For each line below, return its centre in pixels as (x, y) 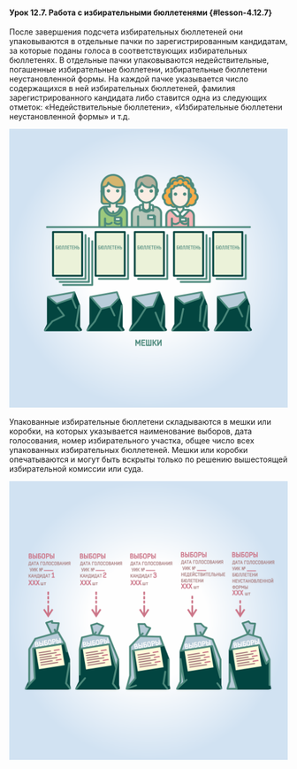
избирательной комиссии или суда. (76, 469)
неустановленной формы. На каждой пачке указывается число (129, 79)
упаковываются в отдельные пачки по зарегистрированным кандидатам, (148, 42)
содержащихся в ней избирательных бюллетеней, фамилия (122, 88)
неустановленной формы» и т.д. (70, 117)
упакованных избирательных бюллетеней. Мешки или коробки (129, 450)
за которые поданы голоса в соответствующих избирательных (128, 51)
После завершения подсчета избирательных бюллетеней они (126, 32)
